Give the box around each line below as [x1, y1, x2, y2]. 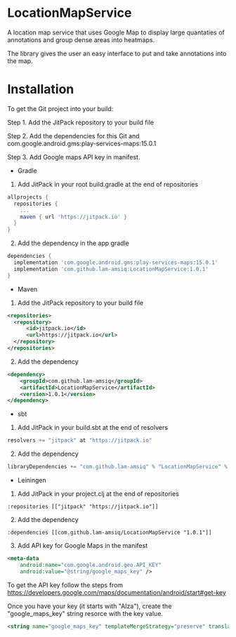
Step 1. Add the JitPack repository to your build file [7, 118, 155, 126]
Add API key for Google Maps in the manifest [17, 541, 148, 549]
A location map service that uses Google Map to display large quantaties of [7, 28, 225, 37]
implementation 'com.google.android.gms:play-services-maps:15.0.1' [13, 259, 218, 266]
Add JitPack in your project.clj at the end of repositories [17, 490, 179, 498]
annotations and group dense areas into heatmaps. [7, 35, 155, 44]
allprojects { [7, 193, 49, 201]
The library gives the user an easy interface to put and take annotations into [7, 49, 227, 58]
